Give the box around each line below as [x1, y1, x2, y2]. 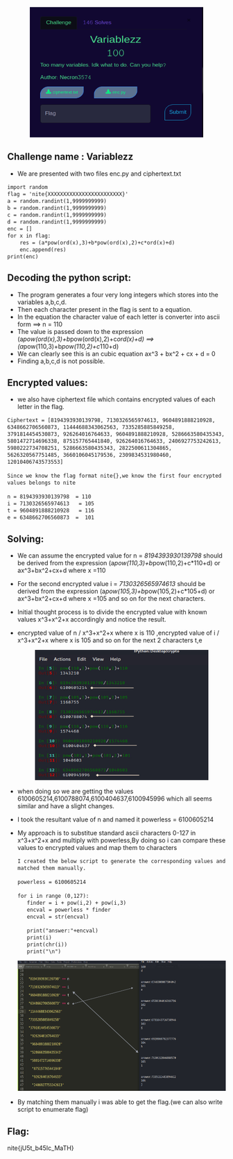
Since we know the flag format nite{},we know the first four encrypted [7, 472, 222, 480]
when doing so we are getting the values [17, 787, 134, 796]
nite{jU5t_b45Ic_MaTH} [7, 1144, 74, 1152]
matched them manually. [17, 865, 87, 872]
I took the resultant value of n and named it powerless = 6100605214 [17, 815, 214, 824]
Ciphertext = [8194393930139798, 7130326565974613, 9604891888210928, [7, 417, 216, 424]
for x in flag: [7, 232, 51, 239]
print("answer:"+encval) [26, 927, 98, 935]
